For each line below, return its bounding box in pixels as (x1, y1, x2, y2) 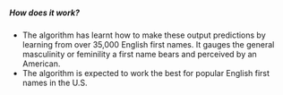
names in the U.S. (21, 77, 88, 88)
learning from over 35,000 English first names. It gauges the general (21, 39, 275, 49)
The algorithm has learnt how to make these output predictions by (21, 30, 266, 40)
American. (21, 58, 61, 69)
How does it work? (9, 7, 81, 18)
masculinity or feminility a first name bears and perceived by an (21, 48, 257, 59)
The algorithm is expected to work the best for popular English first (21, 67, 270, 78)
